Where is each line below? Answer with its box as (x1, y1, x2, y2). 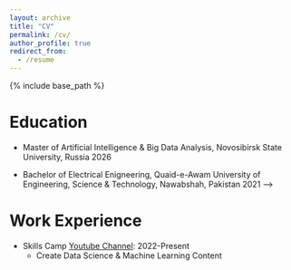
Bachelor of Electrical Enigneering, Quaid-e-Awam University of (22, 169, 261, 179)
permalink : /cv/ (9, 30, 71, 39)
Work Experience (9, 210, 142, 231)
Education (9, 112, 88, 132)
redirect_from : (9, 47, 67, 56)
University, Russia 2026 (22, 151, 112, 162)
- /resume (17, 55, 54, 64)
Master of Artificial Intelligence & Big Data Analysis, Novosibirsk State (22, 141, 283, 152)
